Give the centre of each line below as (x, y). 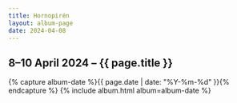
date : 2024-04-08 (37, 30)
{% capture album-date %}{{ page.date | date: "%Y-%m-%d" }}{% (119, 82)
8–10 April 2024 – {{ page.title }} (91, 63)
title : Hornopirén (39, 16)
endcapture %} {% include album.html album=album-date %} (110, 91)
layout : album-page (41, 23)
